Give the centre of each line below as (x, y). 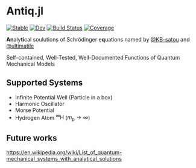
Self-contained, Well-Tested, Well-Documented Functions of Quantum (93, 57)
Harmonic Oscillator (40, 104)
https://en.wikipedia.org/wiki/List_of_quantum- (64, 152)
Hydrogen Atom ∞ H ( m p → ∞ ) (52, 118)
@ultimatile (20, 46)
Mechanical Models (31, 64)
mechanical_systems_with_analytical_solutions (64, 159)
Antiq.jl (25, 11)
